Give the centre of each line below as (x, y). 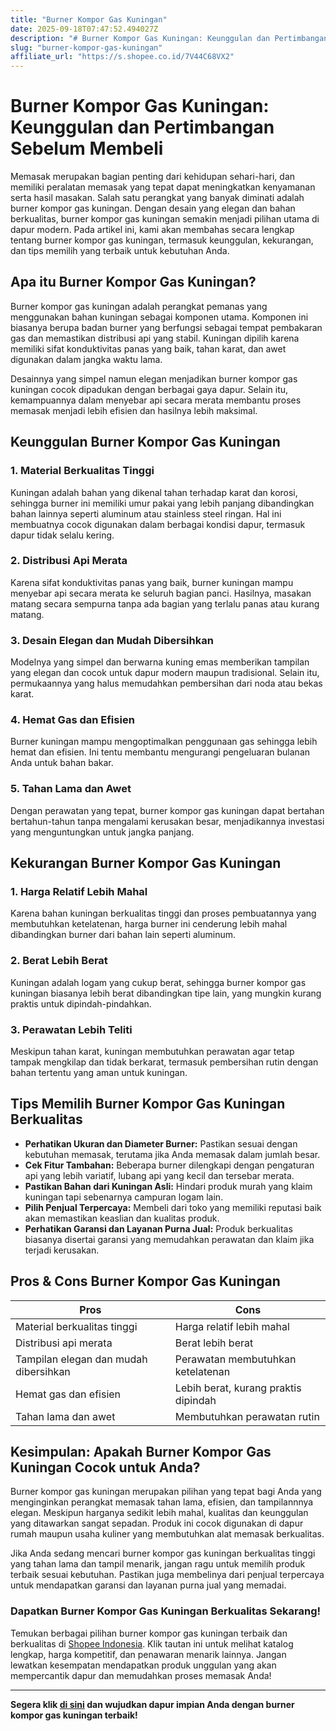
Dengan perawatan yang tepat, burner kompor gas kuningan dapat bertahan (167, 810)
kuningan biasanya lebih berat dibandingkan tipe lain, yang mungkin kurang (166, 993)
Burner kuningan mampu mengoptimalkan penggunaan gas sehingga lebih (164, 742)
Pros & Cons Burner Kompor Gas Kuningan (145, 1281)
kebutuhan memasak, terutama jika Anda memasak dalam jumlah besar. (172, 1154)
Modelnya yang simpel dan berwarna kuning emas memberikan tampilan (160, 662)
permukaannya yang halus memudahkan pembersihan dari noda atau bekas (166, 683)
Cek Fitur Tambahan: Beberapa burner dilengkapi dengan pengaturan (169, 1165)
